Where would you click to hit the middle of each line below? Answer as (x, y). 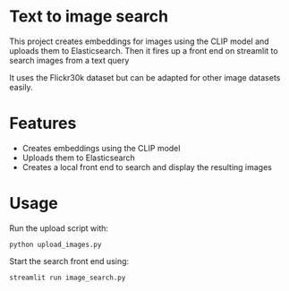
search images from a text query (69, 60)
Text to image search (89, 17)
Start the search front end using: (69, 261)
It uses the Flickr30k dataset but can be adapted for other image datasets (145, 77)
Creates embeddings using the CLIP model (101, 148)
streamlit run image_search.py (68, 278)
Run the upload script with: (59, 228)
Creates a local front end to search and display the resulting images (147, 167)
